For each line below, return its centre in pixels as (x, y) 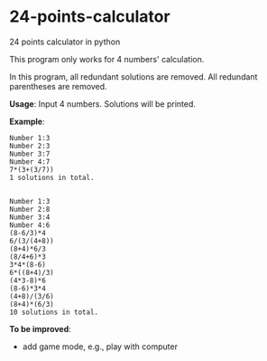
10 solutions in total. (54, 312)
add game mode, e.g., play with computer (100, 347)
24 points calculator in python (65, 42)
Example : (27, 121)
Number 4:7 (30, 161)
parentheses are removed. (58, 86)
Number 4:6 (30, 225)
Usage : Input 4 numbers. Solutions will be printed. (103, 104)
